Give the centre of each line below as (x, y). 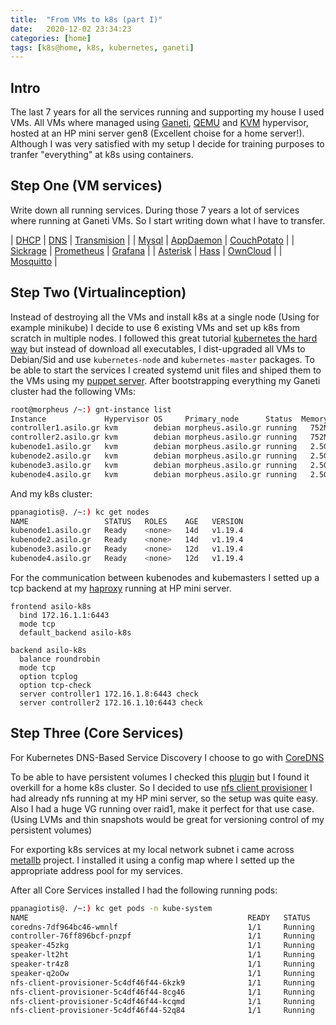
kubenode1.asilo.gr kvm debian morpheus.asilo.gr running (154, 447)
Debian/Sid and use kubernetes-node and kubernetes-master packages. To (162, 359)
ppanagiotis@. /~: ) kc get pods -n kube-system (111, 908)
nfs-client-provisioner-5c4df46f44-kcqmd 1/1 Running (162, 1001)
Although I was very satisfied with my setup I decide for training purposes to (167, 144)
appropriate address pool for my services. (96, 870)
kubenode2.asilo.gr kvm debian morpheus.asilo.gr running (154, 456)
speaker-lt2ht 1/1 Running (162, 955)
